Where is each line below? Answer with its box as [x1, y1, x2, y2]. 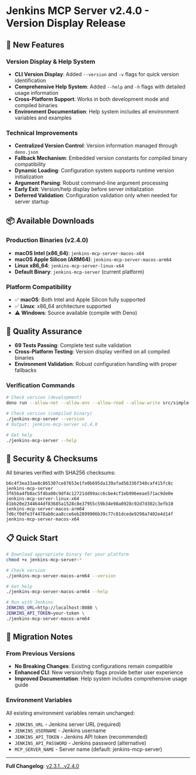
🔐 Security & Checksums [6, 454, 98, 464]
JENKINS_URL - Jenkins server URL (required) [14, 721, 121, 728]
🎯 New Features [6, 40, 65, 50]
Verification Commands [6, 381, 75, 389]
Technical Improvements [6, 129, 78, 137]
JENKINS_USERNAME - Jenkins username [14, 727, 106, 734]
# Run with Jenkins [6, 599, 54, 605]
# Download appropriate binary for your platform [6, 551, 129, 557]
